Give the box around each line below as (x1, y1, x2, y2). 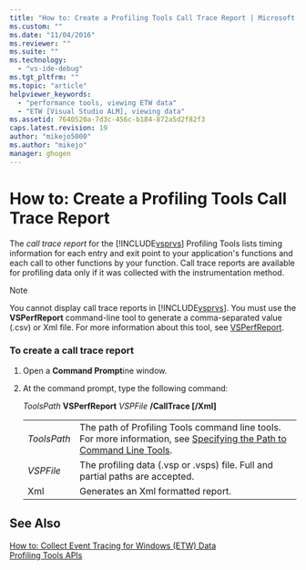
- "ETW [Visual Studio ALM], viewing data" (17, 107, 185, 116)
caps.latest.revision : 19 (9, 124, 107, 133)
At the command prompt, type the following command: (22, 382, 229, 393)
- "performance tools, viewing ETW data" (17, 98, 178, 108)
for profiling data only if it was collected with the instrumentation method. (9, 266, 285, 278)
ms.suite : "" (9, 47, 59, 57)
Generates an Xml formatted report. (79, 484, 232, 497)
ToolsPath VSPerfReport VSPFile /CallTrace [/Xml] (22, 400, 217, 411)
